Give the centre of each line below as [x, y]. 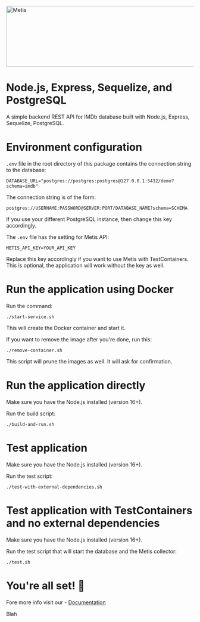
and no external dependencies [83, 523]
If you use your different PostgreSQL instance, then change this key [89, 219]
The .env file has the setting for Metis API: [58, 237]
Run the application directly [76, 385]
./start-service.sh [30, 317]
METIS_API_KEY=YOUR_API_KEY [41, 248]
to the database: [26, 170]
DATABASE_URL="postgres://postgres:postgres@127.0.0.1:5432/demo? [90, 181]
